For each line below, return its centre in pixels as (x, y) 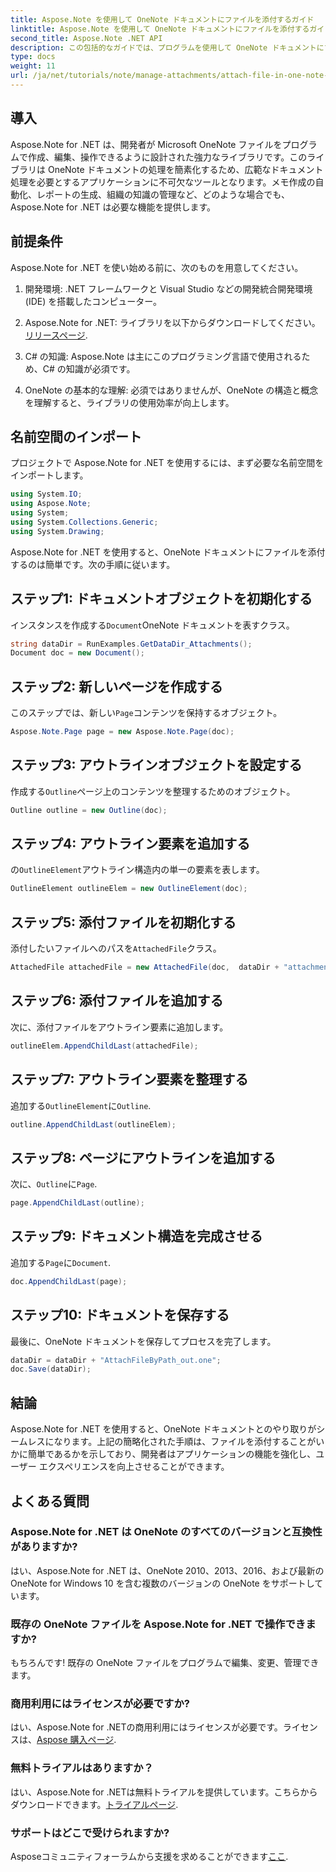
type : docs (33, 57)
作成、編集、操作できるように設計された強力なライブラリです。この (167, 157)
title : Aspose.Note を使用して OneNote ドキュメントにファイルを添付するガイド (162, 19)
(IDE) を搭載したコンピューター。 (93, 301)
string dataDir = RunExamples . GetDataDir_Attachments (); (131, 644)
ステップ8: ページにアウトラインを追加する (143, 1157)
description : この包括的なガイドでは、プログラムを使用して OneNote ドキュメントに (167, 47)
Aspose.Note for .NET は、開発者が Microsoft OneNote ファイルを (146, 144)
